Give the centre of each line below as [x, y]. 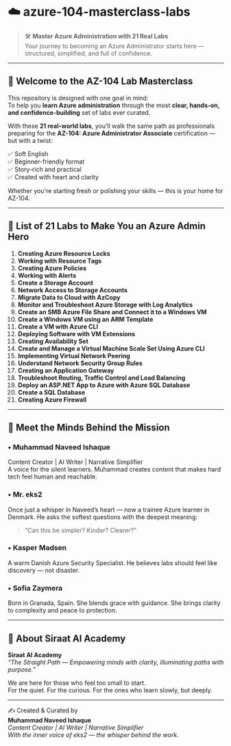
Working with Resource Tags [60, 261]
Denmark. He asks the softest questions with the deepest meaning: [103, 517]
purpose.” [22, 669]
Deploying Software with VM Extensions [76, 333]
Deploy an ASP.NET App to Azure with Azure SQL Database [104, 385]
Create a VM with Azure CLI [58, 327]
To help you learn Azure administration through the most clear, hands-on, [114, 105]
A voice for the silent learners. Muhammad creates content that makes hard [114, 470]
